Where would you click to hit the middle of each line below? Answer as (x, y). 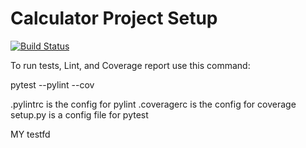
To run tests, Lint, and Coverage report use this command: (130, 65)
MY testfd (30, 134)
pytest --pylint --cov (52, 84)
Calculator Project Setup (114, 18)
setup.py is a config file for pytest (79, 114)
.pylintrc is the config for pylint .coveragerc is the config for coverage (153, 104)
